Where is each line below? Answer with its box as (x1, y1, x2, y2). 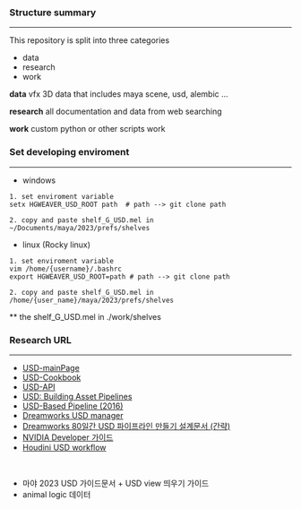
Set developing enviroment (9, 146, 130, 159)
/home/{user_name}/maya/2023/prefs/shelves (9, 296, 175, 305)
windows (21, 175, 56, 185)
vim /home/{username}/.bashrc (9, 264, 123, 273)
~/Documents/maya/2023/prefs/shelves (9, 223, 150, 232)
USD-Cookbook (21, 372, 82, 383)
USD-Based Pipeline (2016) (21, 401, 124, 411)
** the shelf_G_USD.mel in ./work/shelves (9, 311, 161, 322)
